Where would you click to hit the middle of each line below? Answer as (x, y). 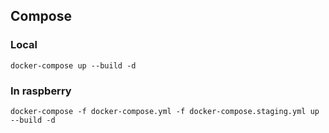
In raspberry (41, 91)
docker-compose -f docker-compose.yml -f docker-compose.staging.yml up (165, 111)
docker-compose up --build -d (73, 65)
